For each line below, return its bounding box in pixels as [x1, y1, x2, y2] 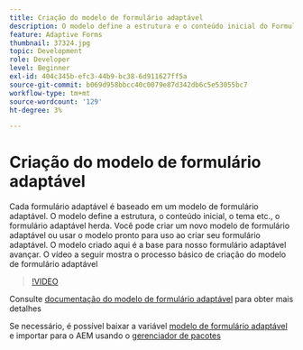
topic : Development [9, 47, 83, 56]
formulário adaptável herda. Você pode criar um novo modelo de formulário [9, 220, 290, 231]
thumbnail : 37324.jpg [9, 38, 91, 48]
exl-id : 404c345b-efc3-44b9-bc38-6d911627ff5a [9, 72, 188, 81]
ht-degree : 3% [9, 106, 63, 115]
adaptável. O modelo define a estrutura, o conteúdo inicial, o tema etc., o [9, 211, 280, 222]
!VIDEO [31, 276, 59, 287]
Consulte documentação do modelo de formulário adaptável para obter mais [9, 294, 294, 305]
